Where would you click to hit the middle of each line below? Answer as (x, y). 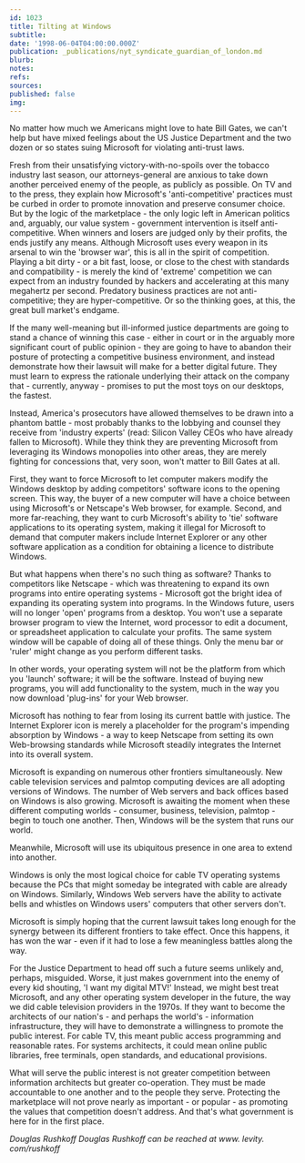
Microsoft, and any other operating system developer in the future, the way (150, 997)
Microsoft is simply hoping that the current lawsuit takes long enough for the (152, 922)
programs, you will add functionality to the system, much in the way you (144, 689)
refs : (20, 77)
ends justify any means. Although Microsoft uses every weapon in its (139, 243)
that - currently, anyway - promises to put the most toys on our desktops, (147, 386)
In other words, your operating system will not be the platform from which (147, 669)
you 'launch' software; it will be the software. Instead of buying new (137, 679)
